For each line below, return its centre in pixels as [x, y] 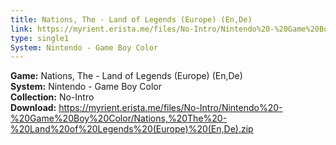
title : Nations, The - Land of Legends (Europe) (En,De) [131, 19]
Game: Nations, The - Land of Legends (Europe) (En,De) [126, 76]
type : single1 [40, 38]
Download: [33, 108]
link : [21, 29]
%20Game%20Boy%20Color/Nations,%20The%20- [119, 118]
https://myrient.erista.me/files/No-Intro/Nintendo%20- [170, 108]
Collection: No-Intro [52, 97]
